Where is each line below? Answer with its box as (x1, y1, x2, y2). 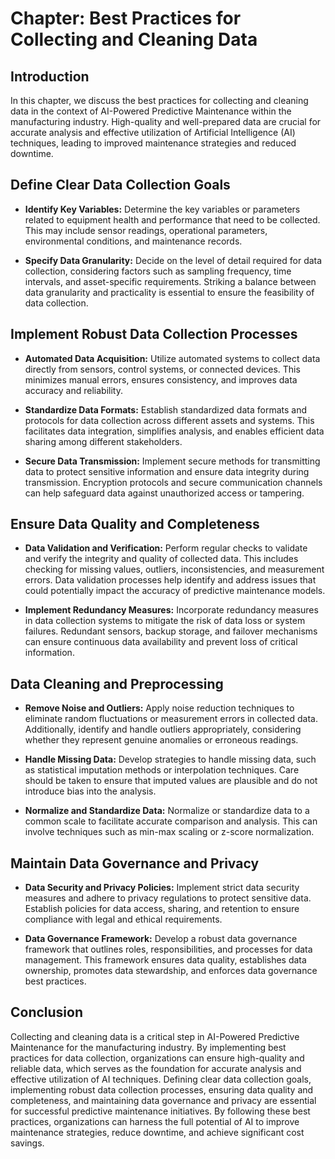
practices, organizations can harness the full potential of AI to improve (10, 1115, 300, 1127)
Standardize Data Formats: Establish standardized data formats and (24, 403, 308, 416)
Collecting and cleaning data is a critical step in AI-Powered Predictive (10, 1030, 300, 1042)
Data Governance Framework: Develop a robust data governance (24, 933, 298, 945)
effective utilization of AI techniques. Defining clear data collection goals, (10, 1073, 312, 1085)
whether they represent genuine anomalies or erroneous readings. (24, 734, 299, 746)
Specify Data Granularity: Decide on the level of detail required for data (24, 254, 323, 266)
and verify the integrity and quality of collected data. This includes (24, 553, 299, 565)
